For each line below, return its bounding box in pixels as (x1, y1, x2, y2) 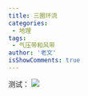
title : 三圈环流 (8, 11, 58, 20)
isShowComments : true (8, 57, 81, 65)
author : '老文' (8, 49, 57, 57)
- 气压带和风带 (11, 42, 55, 50)
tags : (8, 34, 26, 42)
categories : (8, 19, 48, 27)
